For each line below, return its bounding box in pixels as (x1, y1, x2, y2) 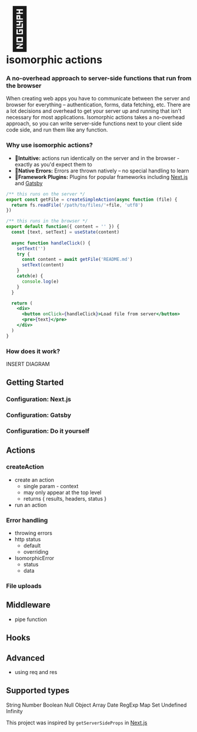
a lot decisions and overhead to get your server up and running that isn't (6, 107, 182, 115)
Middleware (6, 600, 51, 610)
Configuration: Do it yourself (6, 427, 90, 435)
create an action (14, 476, 55, 483)
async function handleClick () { (11, 240, 91, 246)
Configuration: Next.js (6, 396, 72, 404)
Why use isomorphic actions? (6, 141, 93, 149)
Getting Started (6, 378, 64, 388)
